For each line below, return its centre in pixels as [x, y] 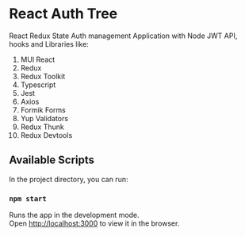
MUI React [38, 59]
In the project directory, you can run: [69, 179]
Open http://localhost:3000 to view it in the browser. [94, 223]
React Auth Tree [63, 14]
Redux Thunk [42, 127]
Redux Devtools [46, 135]
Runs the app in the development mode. [74, 215]
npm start [28, 198]
